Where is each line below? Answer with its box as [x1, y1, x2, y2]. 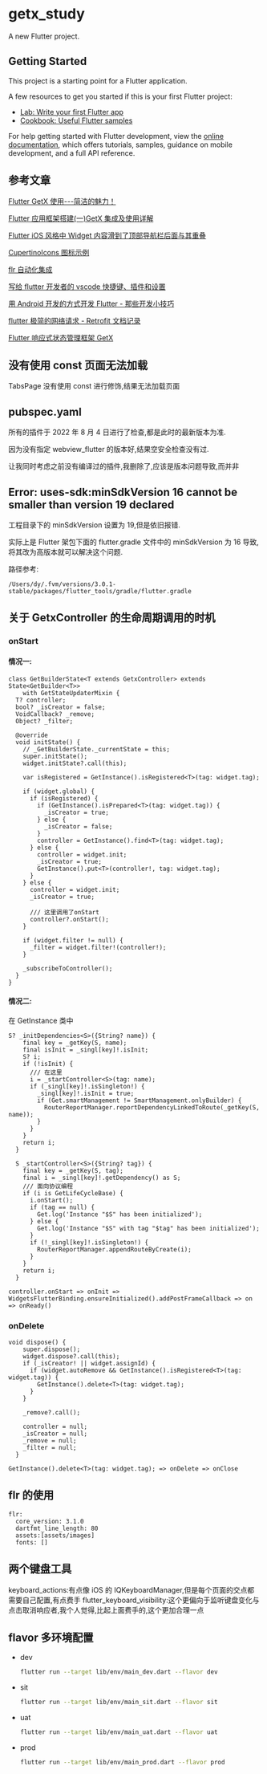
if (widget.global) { [22, 787, 95, 795]
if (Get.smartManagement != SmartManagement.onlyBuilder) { [37, 1097, 242, 1105]
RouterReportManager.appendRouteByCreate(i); [37, 1245, 192, 1253]
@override [15, 731, 48, 739]
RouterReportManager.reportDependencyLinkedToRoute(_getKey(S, [43, 1103, 261, 1112]
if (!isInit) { [22, 1060, 74, 1068]
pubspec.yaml [8, 405, 82, 418]
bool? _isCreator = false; [15, 703, 106, 711]
